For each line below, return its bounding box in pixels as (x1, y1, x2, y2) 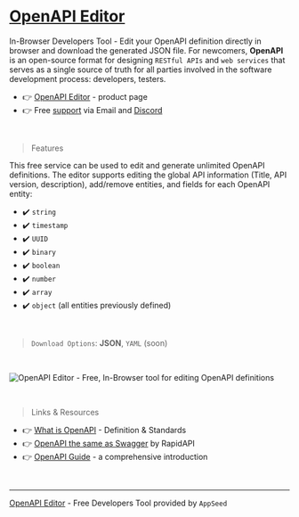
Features (30, 143, 64, 153)
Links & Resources (30, 406, 100, 417)
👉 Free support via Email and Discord (21, 104, 163, 115)
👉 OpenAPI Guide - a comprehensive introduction (21, 451, 208, 462)
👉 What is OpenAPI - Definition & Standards (21, 424, 187, 435)
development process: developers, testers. (9, 73, 166, 84)
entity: (9, 188, 33, 199)
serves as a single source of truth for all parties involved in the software (9, 64, 272, 75)
